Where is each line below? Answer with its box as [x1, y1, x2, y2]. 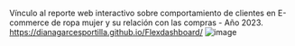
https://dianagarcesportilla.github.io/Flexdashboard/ [9, 27, 203, 37]
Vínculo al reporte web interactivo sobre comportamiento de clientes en [9, 8, 277, 18]
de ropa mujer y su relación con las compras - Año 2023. [51, 17, 263, 28]
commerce [9, 17, 50, 28]
